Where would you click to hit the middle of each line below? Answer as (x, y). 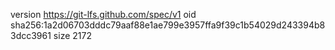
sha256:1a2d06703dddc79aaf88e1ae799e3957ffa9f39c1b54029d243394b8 (168, 25)
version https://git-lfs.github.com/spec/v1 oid (103, 14)
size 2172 (72, 35)
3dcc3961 (31, 35)
